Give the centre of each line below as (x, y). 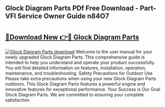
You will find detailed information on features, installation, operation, (76, 68)
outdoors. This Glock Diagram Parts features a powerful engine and (75, 84)
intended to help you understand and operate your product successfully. (80, 62)
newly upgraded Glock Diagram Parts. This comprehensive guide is (75, 57)
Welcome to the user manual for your (114, 52)
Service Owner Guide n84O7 (63, 16)
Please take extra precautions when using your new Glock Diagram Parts (81, 78)
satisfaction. (18, 100)
